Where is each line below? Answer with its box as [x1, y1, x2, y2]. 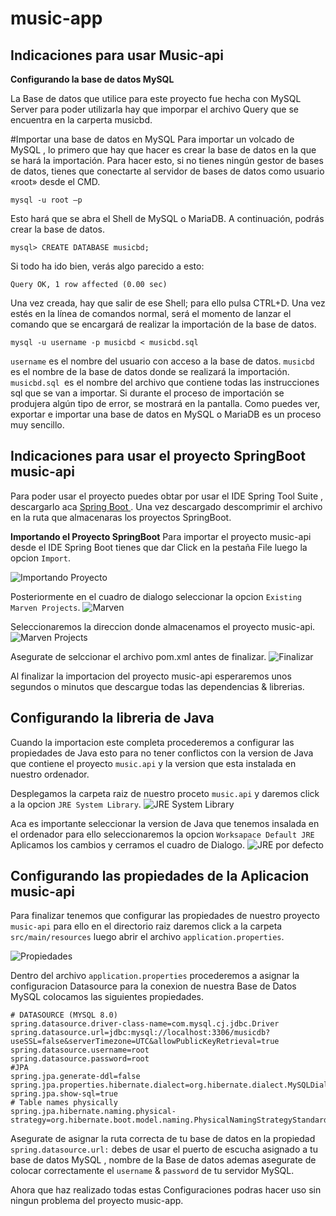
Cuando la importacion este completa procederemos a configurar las [10, 736, 295, 748]
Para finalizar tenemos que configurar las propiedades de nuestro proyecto [10, 910, 320, 922]
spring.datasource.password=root [10, 1054, 150, 1064]
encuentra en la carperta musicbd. [10, 114, 153, 126]
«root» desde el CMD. [10, 176, 101, 187]
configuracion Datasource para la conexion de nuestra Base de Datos [10, 980, 297, 992]
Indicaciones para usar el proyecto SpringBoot [10, 448, 306, 465]
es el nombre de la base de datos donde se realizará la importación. [10, 366, 290, 377]
